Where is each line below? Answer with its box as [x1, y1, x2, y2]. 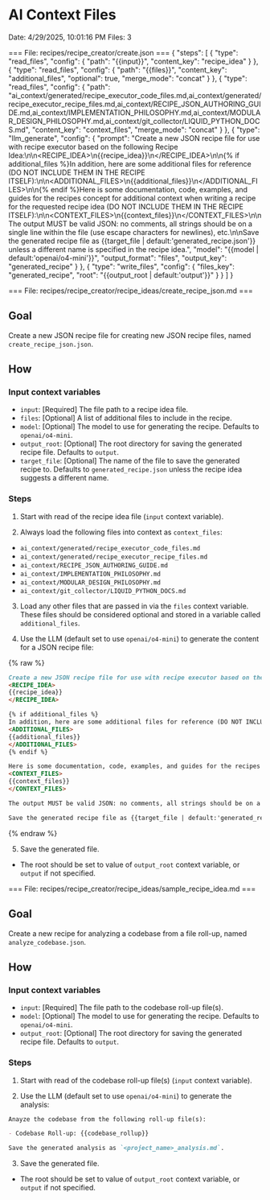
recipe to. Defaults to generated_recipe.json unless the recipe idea [19, 464, 243, 474]
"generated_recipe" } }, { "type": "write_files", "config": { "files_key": [8, 262, 235, 271]
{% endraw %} [8, 828, 58, 838]
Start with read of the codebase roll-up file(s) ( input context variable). [19, 1075, 253, 1085]
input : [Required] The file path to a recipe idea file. [19, 405, 189, 414]
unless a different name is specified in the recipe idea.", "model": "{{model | [8, 244, 259, 254]
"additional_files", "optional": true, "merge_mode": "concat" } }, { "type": [8, 73, 247, 83]
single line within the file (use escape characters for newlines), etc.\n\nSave [8, 227, 260, 237]
